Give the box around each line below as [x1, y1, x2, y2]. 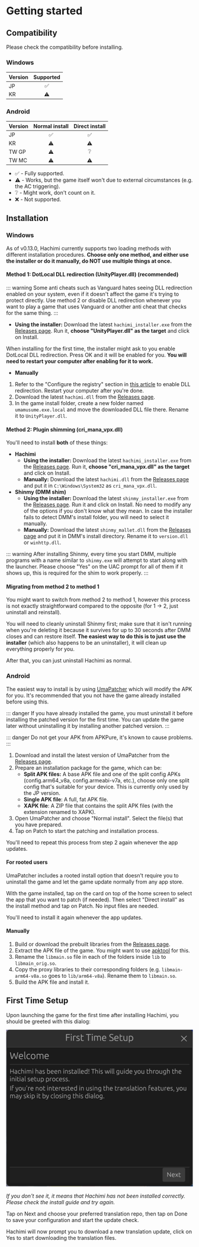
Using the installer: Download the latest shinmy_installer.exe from [23, 495, 189, 502]
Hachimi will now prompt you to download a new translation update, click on [6, 1228, 192, 1235]
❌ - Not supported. [14, 196, 62, 203]
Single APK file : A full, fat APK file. [23, 795, 108, 803]
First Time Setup [6, 996, 69, 1006]
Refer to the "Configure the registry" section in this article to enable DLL [14, 380, 191, 387]
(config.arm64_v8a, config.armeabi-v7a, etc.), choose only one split [23, 776, 190, 784]
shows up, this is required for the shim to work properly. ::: [6, 569, 149, 577]
